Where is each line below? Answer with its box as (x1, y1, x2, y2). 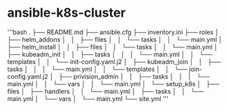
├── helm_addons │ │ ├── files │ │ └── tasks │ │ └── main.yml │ (7, 35, 223, 43)
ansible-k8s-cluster (7, 5, 126, 21)
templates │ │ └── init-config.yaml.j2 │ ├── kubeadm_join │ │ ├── (7, 57, 222, 65)
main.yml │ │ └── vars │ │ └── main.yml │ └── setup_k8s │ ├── (7, 79, 220, 88)
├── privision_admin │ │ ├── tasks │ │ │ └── (58, 72, 211, 81)
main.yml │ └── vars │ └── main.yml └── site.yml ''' (7, 94, 169, 102)
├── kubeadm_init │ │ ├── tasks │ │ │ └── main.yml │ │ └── (7, 50, 213, 58)
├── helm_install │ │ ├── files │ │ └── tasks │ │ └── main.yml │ (7, 42, 218, 51)
